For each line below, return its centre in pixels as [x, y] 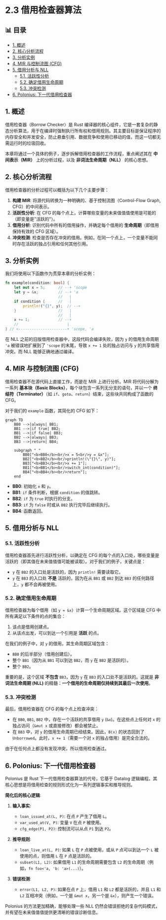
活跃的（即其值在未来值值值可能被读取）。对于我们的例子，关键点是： [75, 561]
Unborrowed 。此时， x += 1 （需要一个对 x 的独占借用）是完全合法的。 [82, 738]
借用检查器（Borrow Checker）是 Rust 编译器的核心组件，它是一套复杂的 [80, 124]
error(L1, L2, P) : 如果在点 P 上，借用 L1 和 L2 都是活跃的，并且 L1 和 [90, 889]
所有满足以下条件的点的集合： [35, 616]
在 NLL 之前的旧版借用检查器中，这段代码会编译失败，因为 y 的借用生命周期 [82, 339]
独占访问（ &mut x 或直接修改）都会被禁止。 [56, 726]
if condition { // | [43, 301]
